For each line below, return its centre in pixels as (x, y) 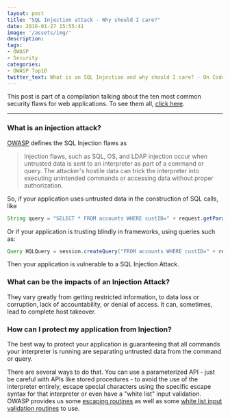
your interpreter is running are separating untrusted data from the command (114, 352)
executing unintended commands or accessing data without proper (118, 178)
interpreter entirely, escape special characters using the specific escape (109, 387)
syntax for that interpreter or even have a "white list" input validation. (104, 394)
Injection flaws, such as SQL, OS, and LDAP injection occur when (116, 156)
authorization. (43, 185)
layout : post (26, 13)
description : (26, 39)
